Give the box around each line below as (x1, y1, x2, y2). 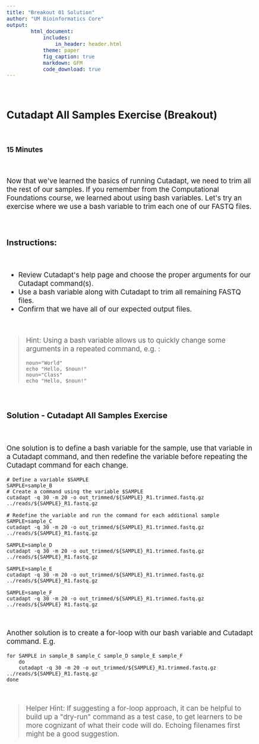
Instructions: (7, 237, 57, 247)
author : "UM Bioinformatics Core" (7, 15, 104, 22)
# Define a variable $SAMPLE (7, 476, 89, 483)
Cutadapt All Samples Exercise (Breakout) (7, 108, 217, 122)
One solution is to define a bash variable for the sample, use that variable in (7, 443, 252, 453)
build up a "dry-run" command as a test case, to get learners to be (26, 712, 243, 721)
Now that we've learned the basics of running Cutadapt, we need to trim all (7, 176, 251, 186)
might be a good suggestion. (26, 729, 119, 739)
